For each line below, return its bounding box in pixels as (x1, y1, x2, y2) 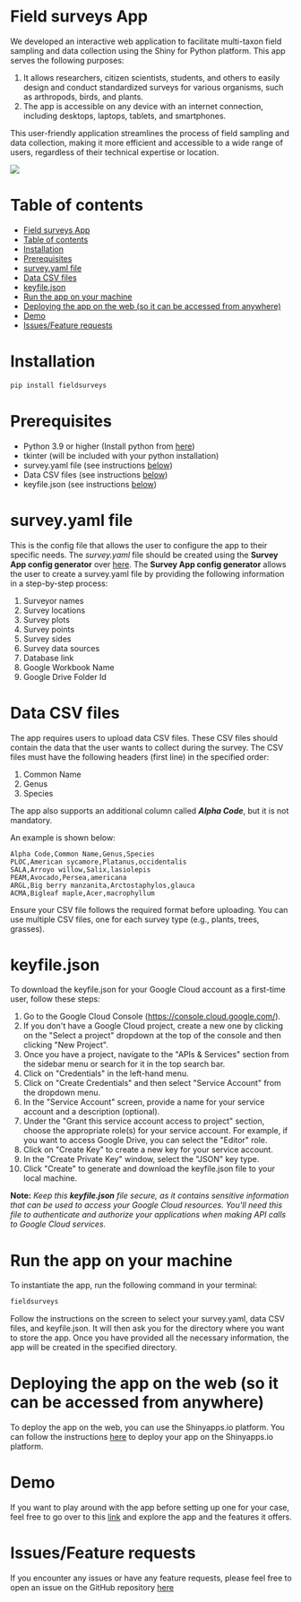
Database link (22, 652, 74, 663)
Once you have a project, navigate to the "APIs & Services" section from (22, 1049, 289, 1060)
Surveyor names (22, 595, 84, 606)
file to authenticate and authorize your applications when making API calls (10, 1210, 287, 1220)
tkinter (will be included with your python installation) (22, 450, 219, 461)
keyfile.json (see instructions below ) (22, 478, 158, 489)
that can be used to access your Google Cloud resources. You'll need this (10, 1200, 283, 1210)
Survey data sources (22, 642, 100, 653)
